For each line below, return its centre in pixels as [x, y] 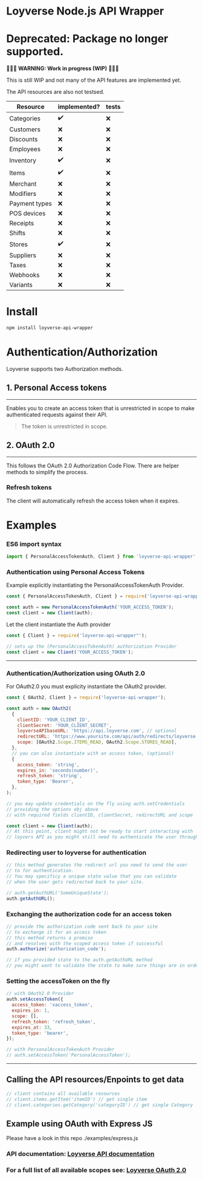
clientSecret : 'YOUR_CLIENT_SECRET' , [65, 725]
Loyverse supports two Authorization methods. [65, 369]
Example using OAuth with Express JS [79, 1123]
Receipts [22, 223]
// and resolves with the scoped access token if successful [85, 944]
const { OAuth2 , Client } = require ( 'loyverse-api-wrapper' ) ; [86, 697]
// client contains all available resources [63, 1094]
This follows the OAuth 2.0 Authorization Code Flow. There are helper [93, 465]
